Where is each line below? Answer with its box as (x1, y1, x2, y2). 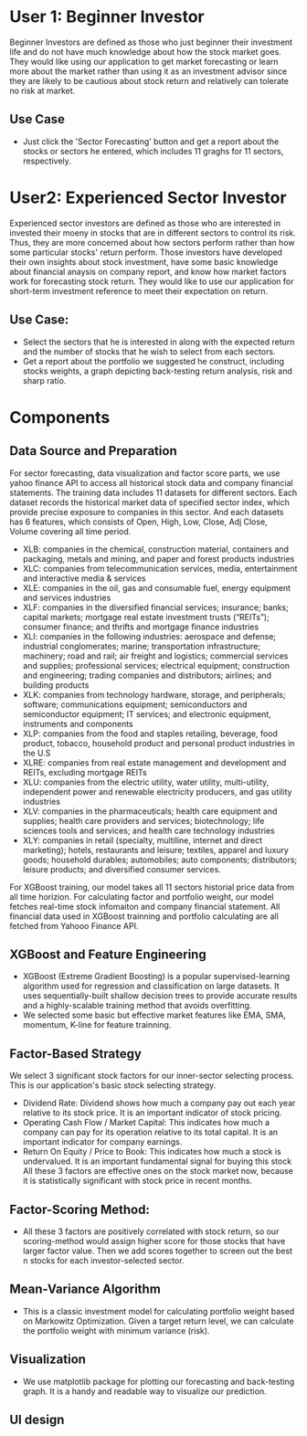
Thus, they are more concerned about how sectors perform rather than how (9, 237, 295, 248)
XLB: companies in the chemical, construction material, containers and (22, 544, 290, 554)
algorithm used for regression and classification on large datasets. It (22, 980, 280, 992)
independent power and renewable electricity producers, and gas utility (22, 786, 292, 797)
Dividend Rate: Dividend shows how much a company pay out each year (22, 1098, 296, 1109)
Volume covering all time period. (9, 525, 132, 536)
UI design (9, 1411, 65, 1427)
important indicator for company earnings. (22, 1136, 183, 1147)
